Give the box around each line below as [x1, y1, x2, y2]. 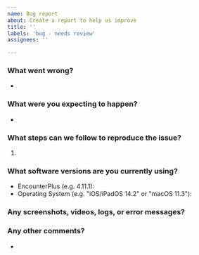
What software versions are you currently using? [7, 166, 178, 176]
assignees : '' [7, 37, 49, 44]
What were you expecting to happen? [7, 99, 139, 109]
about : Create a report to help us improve [7, 17, 137, 24]
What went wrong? [7, 66, 74, 76]
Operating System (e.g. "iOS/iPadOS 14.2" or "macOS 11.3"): [17, 190, 192, 198]
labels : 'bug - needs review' [7, 30, 96, 37]
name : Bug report [7, 10, 58, 18]
